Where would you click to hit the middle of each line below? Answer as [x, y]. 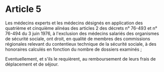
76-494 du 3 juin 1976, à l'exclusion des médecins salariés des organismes [82, 33]
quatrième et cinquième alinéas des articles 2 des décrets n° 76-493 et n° [81, 28]
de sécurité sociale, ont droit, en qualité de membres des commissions [78, 39]
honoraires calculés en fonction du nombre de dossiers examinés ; [74, 49]
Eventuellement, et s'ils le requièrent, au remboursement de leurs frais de [81, 59]
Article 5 [23, 9]
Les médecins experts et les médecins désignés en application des [74, 23]
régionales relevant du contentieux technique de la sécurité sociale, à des [81, 44]
